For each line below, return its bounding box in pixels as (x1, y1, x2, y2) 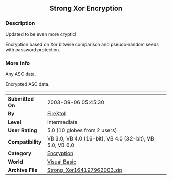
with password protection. (5, 46, 60, 53)
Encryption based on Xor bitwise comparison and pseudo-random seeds (5, 41, 159, 47)
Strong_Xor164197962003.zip (47, 166, 123, 173)
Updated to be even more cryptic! (5, 31, 77, 37)
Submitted (8, 95, 34, 102)
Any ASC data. (5, 71, 36, 77)
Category (8, 150, 32, 157)
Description (5, 19, 35, 27)
